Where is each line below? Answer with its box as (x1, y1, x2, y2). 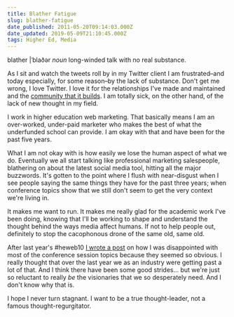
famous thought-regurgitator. (7, 302, 92, 310)
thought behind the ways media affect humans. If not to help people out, (7, 222, 216, 231)
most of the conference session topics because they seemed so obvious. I (7, 251, 222, 259)
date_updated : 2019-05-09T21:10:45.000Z (7, 30, 128, 37)
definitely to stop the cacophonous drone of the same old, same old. (7, 230, 205, 238)
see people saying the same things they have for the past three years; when (7, 179, 226, 187)
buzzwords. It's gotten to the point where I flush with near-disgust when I (7, 172, 219, 180)
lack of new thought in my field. (7, 99, 99, 108)
